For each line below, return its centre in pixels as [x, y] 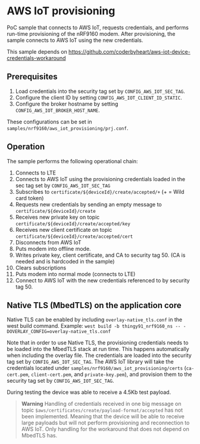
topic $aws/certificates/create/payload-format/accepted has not [102, 410]
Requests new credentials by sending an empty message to [89, 204]
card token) [29, 198]
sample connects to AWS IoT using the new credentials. [75, 40]
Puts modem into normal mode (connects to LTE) [75, 274]
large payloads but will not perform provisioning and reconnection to [105, 423]
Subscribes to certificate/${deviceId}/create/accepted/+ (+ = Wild [100, 191]
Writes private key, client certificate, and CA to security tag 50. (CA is [100, 255]
